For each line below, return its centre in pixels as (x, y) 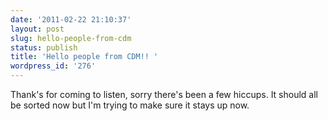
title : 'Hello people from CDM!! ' (84, 57)
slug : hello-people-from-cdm (71, 38)
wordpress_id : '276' (53, 66)
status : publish (44, 47)
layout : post (37, 29)
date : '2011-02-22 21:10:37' (71, 19)
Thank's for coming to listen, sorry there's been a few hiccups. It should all (164, 94)
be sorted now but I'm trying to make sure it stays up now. (130, 105)
